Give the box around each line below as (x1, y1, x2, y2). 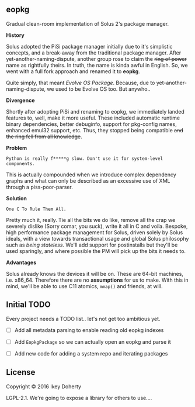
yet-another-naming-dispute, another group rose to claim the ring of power (6, 55, 187, 62)
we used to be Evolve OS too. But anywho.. (46, 85, 151, 93)
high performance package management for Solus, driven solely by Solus (6, 228, 183, 236)
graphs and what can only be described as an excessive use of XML (6, 177, 170, 184)
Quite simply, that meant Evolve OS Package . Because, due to (6, 79, 155, 86)
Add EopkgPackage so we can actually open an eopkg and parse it (14, 338, 171, 345)
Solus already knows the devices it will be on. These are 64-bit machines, (6, 270, 184, 277)
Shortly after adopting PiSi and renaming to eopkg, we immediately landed (6, 108, 185, 115)
